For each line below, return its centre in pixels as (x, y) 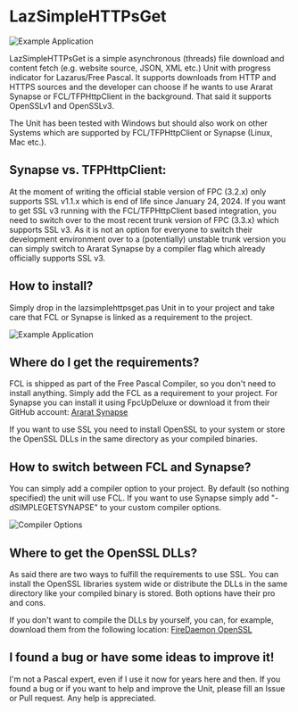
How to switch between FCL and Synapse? (130, 467)
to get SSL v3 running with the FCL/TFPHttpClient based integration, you (143, 211)
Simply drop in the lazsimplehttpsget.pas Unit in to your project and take (142, 307)
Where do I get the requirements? (104, 362)
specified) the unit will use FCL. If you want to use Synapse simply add (139, 498)
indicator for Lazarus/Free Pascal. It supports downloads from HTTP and (143, 77)
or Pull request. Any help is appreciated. (83, 698)
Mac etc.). (28, 142)
